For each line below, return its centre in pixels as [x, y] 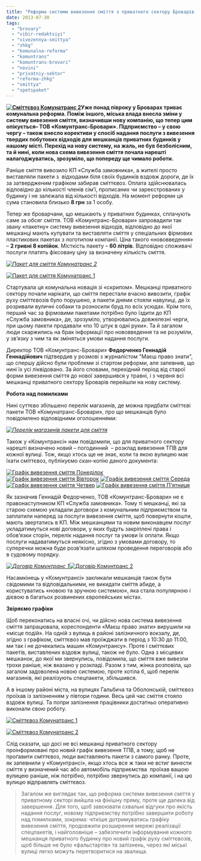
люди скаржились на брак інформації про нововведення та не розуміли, [100, 332]
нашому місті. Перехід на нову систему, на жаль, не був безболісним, [99, 146]
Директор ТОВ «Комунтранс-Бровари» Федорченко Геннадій [86, 350]
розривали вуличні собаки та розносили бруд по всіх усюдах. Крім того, [99, 306]
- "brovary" [27, 29]
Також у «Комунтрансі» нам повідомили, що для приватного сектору [95, 441]
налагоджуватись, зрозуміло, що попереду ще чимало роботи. [90, 158]
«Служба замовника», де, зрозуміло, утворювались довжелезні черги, [97, 319]
